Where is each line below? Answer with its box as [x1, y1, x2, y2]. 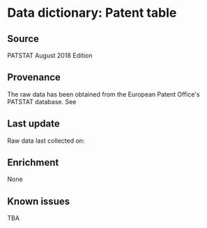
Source [7, 33, 40, 45]
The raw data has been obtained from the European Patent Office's [7, 90, 200, 99]
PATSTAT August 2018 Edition [7, 51, 93, 59]
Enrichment [7, 157, 59, 169]
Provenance [7, 71, 61, 83]
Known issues [7, 195, 70, 207]
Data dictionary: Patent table [7, 5, 177, 21]
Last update [7, 117, 61, 130]
